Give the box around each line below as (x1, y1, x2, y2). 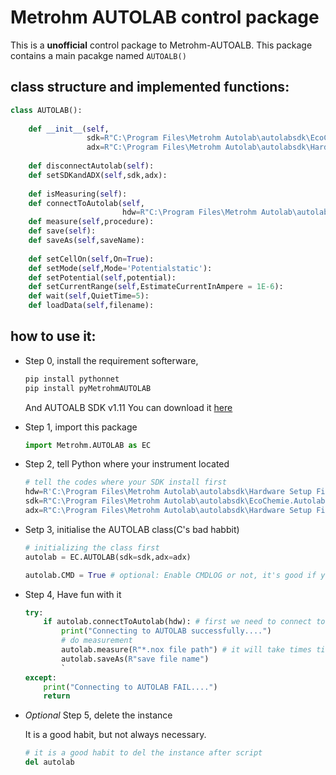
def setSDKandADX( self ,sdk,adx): (28, 170, 168, 180)
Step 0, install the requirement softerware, (24, 354, 199, 366)
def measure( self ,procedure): (28, 217, 155, 227)
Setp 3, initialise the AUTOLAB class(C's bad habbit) (24, 523, 240, 535)
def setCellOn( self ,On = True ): (28, 254, 155, 264)
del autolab (24, 757, 75, 768)
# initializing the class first (24, 542, 160, 553)
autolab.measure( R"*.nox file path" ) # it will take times (61, 645, 312, 655)
